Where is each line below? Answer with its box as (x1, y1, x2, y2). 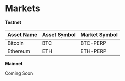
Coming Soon (5, 70, 33, 76)
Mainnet (5, 60, 23, 66)
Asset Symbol (42, 31, 76, 38)
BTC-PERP (80, 39, 107, 46)
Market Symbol (80, 31, 118, 38)
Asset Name (7, 31, 37, 38)
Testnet (5, 19, 21, 25)
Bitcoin (7, 39, 24, 46)
